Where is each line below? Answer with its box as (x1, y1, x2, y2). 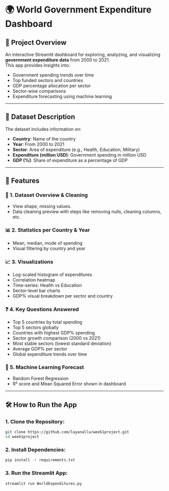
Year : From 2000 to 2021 (12, 141, 64, 147)
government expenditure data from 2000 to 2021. (5, 57, 110, 63)
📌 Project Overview (5, 38, 67, 47)
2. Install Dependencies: (5, 446, 66, 453)
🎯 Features (5, 177, 40, 185)
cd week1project (5, 434, 39, 440)
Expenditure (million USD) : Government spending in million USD (12, 152, 147, 158)
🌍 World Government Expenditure (5, 4, 152, 16)
